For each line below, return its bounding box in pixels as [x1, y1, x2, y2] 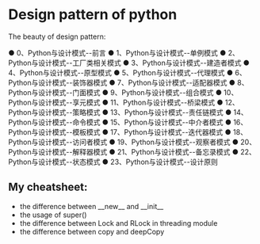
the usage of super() [19, 210, 87, 219]
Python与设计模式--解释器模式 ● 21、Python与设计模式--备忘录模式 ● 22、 [8, 147, 256, 156]
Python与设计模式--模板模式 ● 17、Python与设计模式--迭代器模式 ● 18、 [8, 127, 248, 136]
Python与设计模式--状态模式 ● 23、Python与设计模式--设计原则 [8, 157, 218, 166]
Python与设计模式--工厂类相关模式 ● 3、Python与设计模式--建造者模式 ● [8, 58, 250, 67]
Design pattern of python [8, 6, 178, 24]
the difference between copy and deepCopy [19, 227, 165, 236]
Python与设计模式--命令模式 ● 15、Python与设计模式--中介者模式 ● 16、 [8, 117, 248, 127]
